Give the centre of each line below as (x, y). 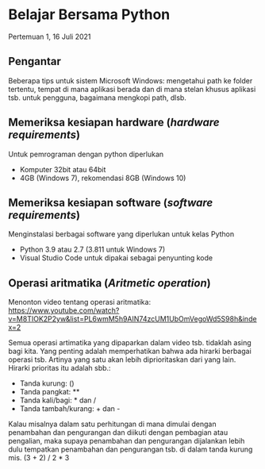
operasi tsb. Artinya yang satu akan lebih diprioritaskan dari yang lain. (122, 359)
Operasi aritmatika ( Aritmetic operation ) (110, 283)
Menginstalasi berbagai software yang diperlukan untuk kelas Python (121, 234)
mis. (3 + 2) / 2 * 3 (39, 458)
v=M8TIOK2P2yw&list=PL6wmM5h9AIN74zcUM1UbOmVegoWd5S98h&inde (132, 319)
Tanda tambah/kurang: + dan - (70, 409)
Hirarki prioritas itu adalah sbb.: (60, 368)
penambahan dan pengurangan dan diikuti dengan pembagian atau (118, 432)
